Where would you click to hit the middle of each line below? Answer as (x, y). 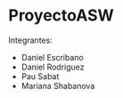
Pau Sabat (40, 76)
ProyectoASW (61, 16)
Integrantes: (30, 40)
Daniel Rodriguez (53, 67)
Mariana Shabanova (58, 86)
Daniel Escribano (52, 57)
